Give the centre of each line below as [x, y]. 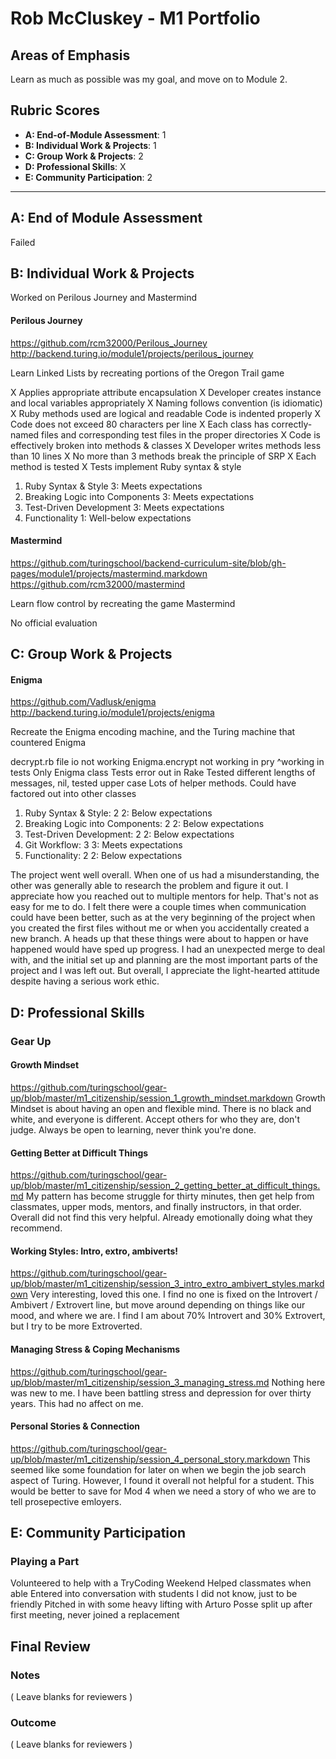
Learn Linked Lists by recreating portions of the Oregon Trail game [147, 373]
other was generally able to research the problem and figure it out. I [149, 886]
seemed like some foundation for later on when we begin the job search [158, 1469]
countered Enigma [48, 743]
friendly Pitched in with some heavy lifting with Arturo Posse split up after [161, 1604]
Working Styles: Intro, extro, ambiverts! [94, 1251]
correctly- [292, 424]
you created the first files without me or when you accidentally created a [160, 928]
